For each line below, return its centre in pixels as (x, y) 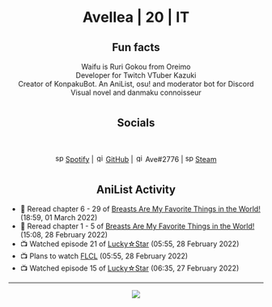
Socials (136, 123)
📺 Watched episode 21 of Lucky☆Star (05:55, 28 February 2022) (130, 244)
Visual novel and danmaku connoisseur (136, 92)
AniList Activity (136, 189)
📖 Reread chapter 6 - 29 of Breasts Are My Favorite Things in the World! (140, 209)
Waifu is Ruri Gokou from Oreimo (136, 66)
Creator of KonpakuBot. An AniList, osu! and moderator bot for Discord (136, 84)
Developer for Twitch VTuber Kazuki (136, 75)
